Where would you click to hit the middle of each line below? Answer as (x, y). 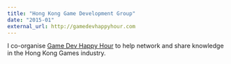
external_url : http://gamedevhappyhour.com (72, 26)
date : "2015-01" (31, 20)
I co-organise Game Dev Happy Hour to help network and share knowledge (116, 46)
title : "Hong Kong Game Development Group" (72, 13)
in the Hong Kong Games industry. (57, 53)
